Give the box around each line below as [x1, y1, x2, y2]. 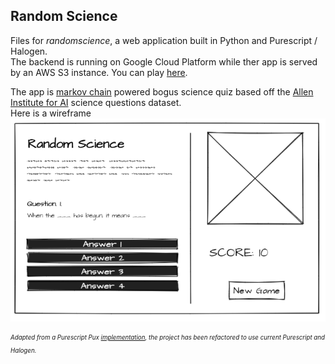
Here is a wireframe [10, 107, 92, 119]
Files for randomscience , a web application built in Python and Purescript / [10, 34, 318, 46]
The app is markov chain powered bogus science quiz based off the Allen [10, 85, 314, 98]
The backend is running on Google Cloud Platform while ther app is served [10, 55, 318, 68]
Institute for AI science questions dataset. [10, 96, 182, 108]
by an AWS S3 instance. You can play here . [10, 66, 188, 78]
